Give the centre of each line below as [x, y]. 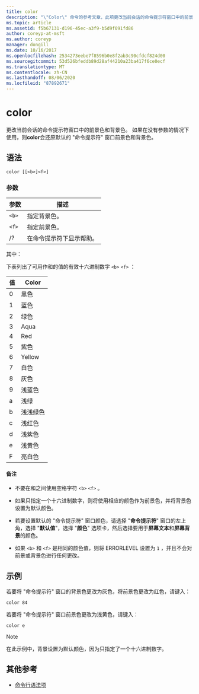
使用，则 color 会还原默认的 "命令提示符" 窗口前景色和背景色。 [81, 137]
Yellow [30, 357]
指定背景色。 [45, 216]
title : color [22, 12]
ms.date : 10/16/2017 [32, 50]
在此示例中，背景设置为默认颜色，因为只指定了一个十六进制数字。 [86, 649]
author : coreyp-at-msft [36, 34]
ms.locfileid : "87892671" [38, 84]
